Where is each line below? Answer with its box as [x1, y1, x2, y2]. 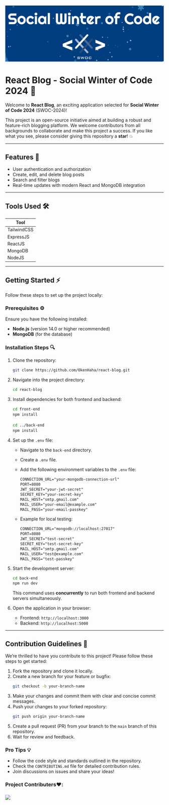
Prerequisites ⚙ [5, 304, 45, 311]
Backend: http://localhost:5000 [20, 620, 89, 626]
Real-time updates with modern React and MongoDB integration [12, 182, 146, 188]
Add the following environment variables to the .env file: [20, 466, 136, 473]
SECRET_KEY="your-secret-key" [20, 492, 84, 497]
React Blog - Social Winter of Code [5, 75, 152, 86]
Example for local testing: [20, 516, 73, 522]
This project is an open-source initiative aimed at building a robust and [5, 117, 152, 123]
